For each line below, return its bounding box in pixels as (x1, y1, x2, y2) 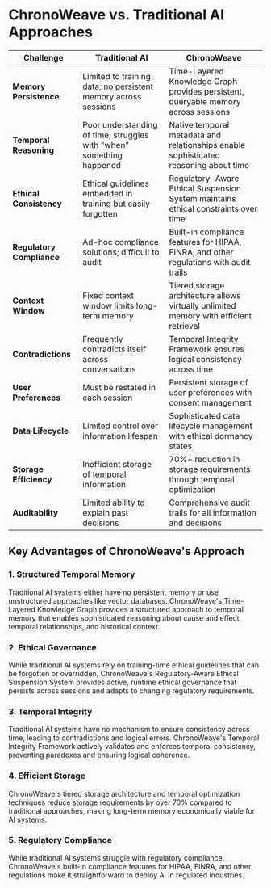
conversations (81, 364, 136, 375)
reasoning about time (169, 159, 250, 170)
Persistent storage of (169, 377, 248, 388)
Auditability (12, 507, 59, 518)
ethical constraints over (169, 203, 258, 214)
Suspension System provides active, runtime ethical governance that (8, 677, 237, 687)
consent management (169, 397, 252, 408)
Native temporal (169, 119, 230, 130)
